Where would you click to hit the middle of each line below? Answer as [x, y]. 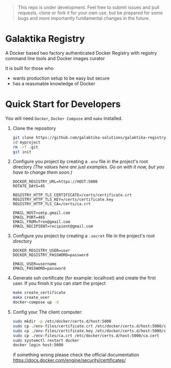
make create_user [31, 298]
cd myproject [27, 142]
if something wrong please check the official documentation [76, 355]
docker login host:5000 [38, 345]
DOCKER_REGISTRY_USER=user [41, 251]
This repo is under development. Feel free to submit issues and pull [89, 7]
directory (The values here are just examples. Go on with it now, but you [89, 167]
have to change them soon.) [42, 173]
